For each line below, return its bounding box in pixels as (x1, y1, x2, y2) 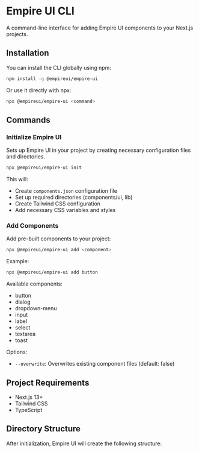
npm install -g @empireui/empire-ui (6, 75, 98, 82)
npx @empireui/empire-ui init (6, 164, 82, 171)
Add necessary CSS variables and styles (14, 207, 116, 214)
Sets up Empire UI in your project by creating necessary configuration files (6, 146, 191, 154)
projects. (6, 30, 28, 37)
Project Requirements (6, 378, 90, 388)
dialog (14, 298, 31, 305)
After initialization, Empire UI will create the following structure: (6, 440, 162, 447)
